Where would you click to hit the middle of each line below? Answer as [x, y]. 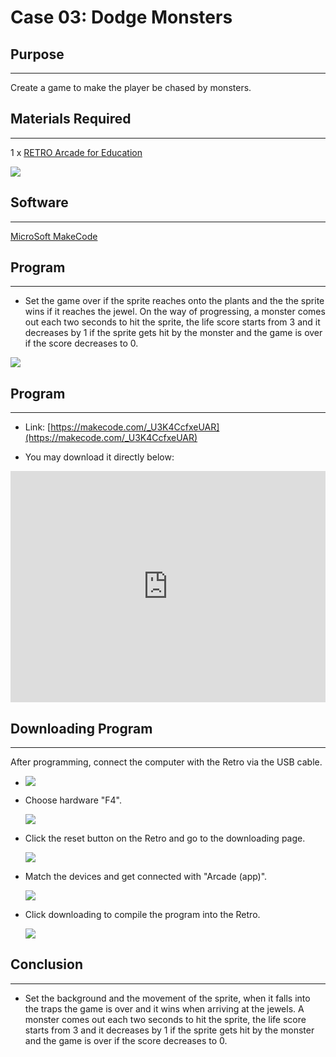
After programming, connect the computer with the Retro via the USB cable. [166, 762]
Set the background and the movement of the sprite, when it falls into [167, 998]
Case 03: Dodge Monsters [121, 17]
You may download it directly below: [99, 457]
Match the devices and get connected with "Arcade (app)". [146, 877]
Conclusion [47, 964]
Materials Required [71, 119]
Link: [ [38, 427]
